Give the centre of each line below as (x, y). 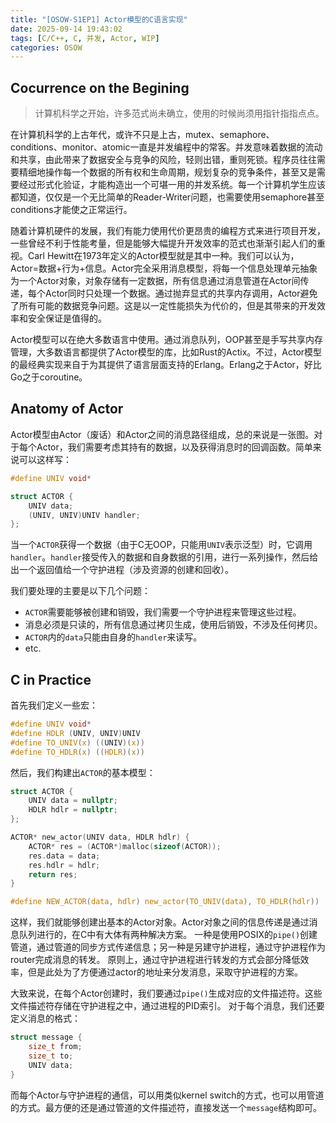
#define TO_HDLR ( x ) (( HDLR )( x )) (77, 752)
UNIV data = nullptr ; (73, 801)
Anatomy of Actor (67, 409)
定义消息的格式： (45, 1018)
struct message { (46, 1037)
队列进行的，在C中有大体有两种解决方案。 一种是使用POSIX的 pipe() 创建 (168, 935)
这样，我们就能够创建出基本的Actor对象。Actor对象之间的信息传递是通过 (160, 922)
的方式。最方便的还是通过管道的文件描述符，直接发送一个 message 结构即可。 (166, 1107)
